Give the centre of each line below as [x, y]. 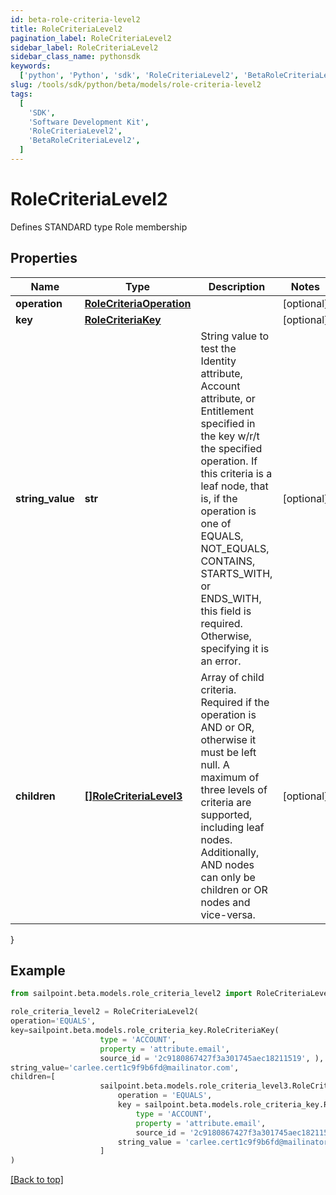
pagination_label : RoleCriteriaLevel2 [91, 38]
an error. [221, 661]
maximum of [230, 777]
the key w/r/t [230, 436]
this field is [226, 611]
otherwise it [228, 739]
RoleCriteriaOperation [138, 303]
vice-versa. [228, 914]
